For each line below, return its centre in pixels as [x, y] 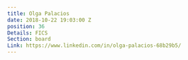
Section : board [29, 39]
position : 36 [26, 26]
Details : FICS [28, 33]
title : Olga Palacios [39, 13]
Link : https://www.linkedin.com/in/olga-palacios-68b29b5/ [94, 46]
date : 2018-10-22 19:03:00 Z [49, 20]
